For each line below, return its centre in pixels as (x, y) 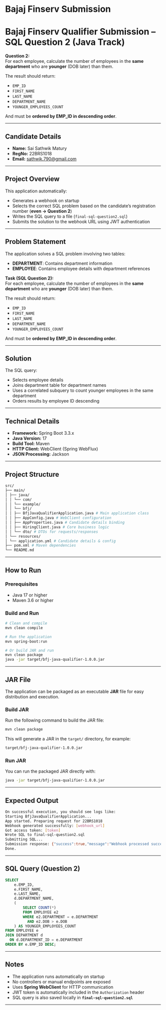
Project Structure (32, 474)
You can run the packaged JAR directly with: (50, 771)
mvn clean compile (24, 628)
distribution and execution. (32, 697)
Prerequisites (21, 584)
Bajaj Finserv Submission (58, 9)
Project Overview (32, 179)
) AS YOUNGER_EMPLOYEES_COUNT (45, 926)
